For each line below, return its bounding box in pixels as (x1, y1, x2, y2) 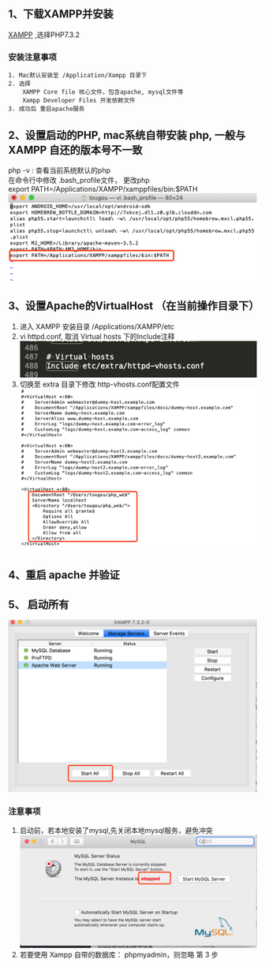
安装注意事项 (8, 51, 58, 62)
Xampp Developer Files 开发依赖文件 (22, 97, 136, 105)
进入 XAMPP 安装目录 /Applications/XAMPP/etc (19, 322, 175, 331)
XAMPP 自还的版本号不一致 (8, 143, 143, 156)
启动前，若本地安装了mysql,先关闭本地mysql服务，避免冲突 (19, 825, 213, 834)
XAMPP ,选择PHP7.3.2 (8, 30, 80, 39)
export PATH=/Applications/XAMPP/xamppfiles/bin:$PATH (8, 184, 199, 193)
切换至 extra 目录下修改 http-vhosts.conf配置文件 (19, 379, 180, 389)
